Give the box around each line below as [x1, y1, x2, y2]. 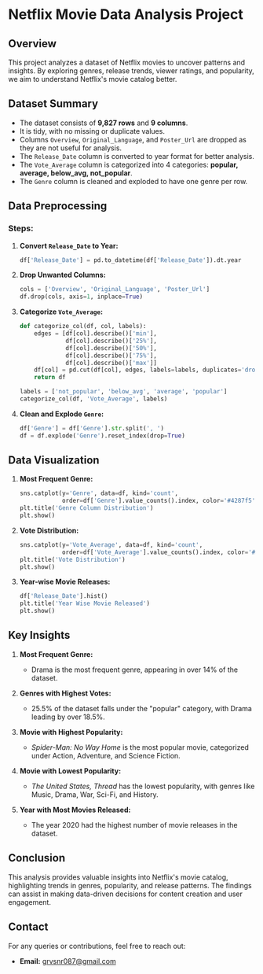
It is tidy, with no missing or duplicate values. [19, 126, 165, 135]
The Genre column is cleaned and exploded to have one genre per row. [19, 176, 248, 186]
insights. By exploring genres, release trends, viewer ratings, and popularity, [8, 66, 255, 76]
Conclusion [8, 851, 66, 865]
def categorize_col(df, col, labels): [19, 323, 147, 330]
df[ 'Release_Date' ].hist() [19, 592, 108, 600]
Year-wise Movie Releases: [19, 577, 111, 587]
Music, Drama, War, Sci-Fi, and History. [31, 789, 159, 799]
